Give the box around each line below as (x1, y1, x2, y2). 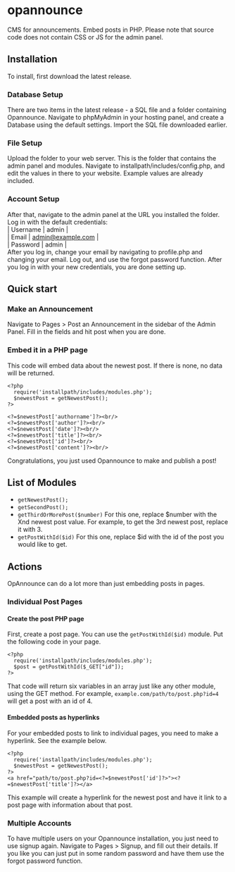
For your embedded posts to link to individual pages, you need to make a (7, 728, 219, 737)
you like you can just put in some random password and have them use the (7, 849, 224, 857)
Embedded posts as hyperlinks (7, 713, 100, 721)
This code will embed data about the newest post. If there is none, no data (7, 361, 223, 370)
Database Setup (7, 89, 63, 99)
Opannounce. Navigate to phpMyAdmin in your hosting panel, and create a (7, 113, 224, 122)
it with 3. (17, 525, 43, 534)
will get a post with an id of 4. (7, 697, 93, 706)
